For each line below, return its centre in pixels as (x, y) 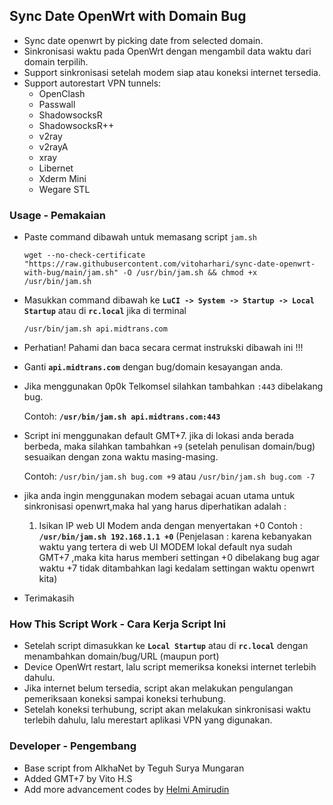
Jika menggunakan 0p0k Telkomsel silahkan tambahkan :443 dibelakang (173, 386)
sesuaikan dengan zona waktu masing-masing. (121, 457)
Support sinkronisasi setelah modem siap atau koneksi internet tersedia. (172, 72)
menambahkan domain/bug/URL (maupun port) (121, 656)
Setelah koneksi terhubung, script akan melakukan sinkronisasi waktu (167, 710)
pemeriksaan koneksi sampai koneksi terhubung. (124, 699)
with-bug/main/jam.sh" (71, 273)
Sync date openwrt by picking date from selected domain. (143, 40)
